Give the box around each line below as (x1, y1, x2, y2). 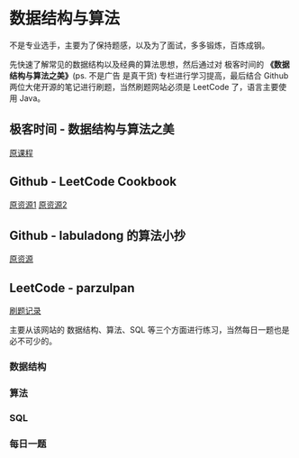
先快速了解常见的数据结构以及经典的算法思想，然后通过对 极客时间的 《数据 (9, 59, 290, 69)
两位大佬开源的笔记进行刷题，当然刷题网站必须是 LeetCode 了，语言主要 (9, 81, 279, 92)
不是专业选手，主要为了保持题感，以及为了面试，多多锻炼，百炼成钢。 (9, 40, 270, 50)
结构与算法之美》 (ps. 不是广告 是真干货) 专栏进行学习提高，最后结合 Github (9, 69, 289, 81)
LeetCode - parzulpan (9, 280, 135, 296)
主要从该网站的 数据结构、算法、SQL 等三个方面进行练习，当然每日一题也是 (9, 325, 290, 335)
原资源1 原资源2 (9, 199, 68, 210)
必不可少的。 (9, 335, 57, 347)
